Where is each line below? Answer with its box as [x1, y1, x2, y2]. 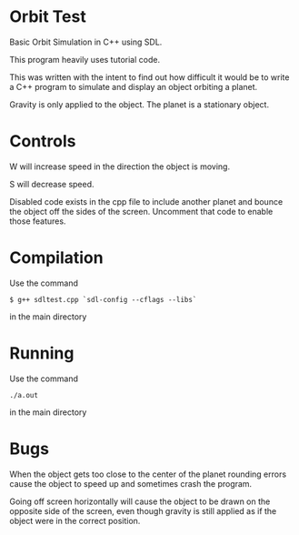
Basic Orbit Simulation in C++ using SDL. [9, 36, 163, 47]
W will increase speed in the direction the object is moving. [9, 161, 230, 172]
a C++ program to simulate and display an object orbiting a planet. [9, 81, 258, 92]
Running [9, 343, 75, 363]
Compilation [9, 247, 104, 268]
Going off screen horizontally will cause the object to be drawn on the [9, 496, 271, 507]
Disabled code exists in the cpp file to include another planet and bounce [9, 196, 284, 207]
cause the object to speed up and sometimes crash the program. [9, 478, 253, 489]
